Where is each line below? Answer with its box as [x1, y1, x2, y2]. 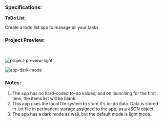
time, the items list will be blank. [12, 95, 77, 101]
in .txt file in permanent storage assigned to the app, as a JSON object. [12, 106, 155, 112]
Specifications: [5, 4, 42, 11]
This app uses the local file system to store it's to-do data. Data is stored [12, 100, 159, 106]
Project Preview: [5, 37, 45, 44]
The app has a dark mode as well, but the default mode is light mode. [12, 111, 152, 117]
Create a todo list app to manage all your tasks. [5, 24, 100, 30]
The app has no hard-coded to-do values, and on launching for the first [12, 90, 156, 96]
